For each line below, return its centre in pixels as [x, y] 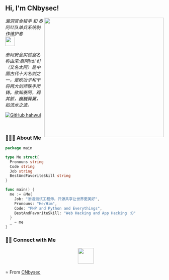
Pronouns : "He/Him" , [36, 204]
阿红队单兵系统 [21, 27]
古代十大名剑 [23, 73]
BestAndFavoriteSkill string [40, 176]
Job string [21, 171]
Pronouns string [27, 162]
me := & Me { [21, 195]
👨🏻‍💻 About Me [23, 138]
